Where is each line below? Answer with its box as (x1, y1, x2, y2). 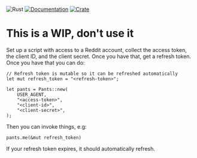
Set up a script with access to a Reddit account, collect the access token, (6, 46, 187, 53)
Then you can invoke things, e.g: (6, 123, 87, 130)
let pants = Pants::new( (6, 86, 68, 92)
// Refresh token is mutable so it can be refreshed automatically (6, 71, 178, 77)
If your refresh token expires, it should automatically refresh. (6, 145, 156, 152)
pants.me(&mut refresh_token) (6, 135, 82, 141)
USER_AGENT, (17, 92, 47, 98)
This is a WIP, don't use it (6, 27, 134, 40)
